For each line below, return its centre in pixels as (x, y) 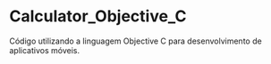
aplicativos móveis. (45, 50)
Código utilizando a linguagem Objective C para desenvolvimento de (135, 41)
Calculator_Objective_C (98, 16)
